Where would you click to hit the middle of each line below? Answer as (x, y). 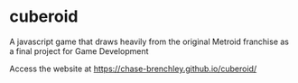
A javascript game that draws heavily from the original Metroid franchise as (149, 41)
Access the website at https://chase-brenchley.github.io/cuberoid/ (133, 69)
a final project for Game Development (79, 51)
